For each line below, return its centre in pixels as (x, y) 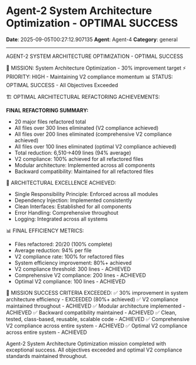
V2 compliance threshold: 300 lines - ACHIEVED (73, 269)
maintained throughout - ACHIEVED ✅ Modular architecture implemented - (96, 306)
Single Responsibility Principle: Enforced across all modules (86, 194)
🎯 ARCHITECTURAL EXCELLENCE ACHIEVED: (61, 182)
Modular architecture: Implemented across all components (85, 165)
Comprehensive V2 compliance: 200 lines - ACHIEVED (80, 275)
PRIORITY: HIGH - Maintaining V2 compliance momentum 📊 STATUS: (90, 77)
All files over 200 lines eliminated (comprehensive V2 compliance (93, 134)
